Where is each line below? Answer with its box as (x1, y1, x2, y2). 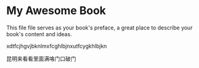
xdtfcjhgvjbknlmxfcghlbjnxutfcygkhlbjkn (6, 42, 107, 50)
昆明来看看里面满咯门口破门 (6, 55, 77, 62)
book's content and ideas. (6, 30, 72, 37)
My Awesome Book (6, 4, 106, 18)
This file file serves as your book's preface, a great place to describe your (6, 24, 193, 31)
